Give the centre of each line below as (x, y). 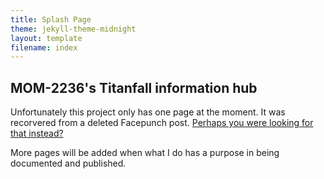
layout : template (46, 38)
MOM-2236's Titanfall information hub (134, 87)
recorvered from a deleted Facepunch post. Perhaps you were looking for (162, 123)
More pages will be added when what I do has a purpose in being (145, 153)
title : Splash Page (51, 19)
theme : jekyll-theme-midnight (73, 29)
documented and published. (68, 163)
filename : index (44, 47)
